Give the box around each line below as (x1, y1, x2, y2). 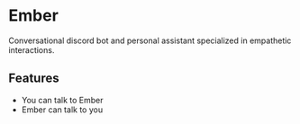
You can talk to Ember (21, 94, 105, 105)
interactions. (8, 44, 55, 55)
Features (8, 71, 59, 86)
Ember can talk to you (21, 104, 104, 115)
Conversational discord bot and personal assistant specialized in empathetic (8, 35, 292, 46)
